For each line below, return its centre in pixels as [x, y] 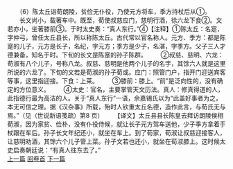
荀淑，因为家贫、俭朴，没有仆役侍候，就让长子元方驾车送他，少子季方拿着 [113, 124]
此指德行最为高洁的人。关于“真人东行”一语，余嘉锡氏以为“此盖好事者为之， [114, 98]
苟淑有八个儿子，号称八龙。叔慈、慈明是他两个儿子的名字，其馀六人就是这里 [116, 63]
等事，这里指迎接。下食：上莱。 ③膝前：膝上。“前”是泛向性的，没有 [112, 81]
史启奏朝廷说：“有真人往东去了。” [54, 150]
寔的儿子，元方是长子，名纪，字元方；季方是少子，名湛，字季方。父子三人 [113, 46]
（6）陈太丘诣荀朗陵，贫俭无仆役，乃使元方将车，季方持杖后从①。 [115, 11]
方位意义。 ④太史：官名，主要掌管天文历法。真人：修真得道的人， [121, 89]
